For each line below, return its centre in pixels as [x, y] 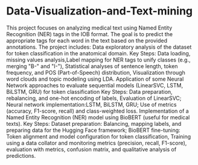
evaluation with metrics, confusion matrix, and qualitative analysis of [91, 149]
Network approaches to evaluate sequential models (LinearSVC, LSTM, [94, 85]
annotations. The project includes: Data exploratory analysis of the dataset [99, 47]
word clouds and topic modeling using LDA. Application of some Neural [95, 79]
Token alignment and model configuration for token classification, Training [99, 136]
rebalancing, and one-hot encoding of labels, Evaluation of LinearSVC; [94, 98]
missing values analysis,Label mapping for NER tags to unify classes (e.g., [98, 60]
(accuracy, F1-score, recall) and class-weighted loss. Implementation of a [97, 111]
